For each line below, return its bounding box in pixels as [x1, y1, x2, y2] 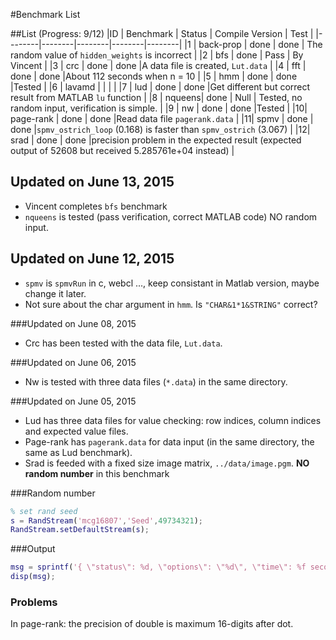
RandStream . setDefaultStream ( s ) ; [10, 525, 150, 535]
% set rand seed [10, 506, 78, 516]
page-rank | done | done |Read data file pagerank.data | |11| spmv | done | [10, 113, 314, 124]
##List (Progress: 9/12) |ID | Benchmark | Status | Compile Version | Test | [10, 28, 314, 39]
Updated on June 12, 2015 [10, 250, 175, 268]
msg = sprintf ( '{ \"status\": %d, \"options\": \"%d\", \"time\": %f [10, 562, 307, 573]
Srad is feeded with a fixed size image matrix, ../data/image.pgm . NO [24, 457, 310, 469]
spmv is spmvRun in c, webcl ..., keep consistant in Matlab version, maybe [24, 277, 320, 289]
